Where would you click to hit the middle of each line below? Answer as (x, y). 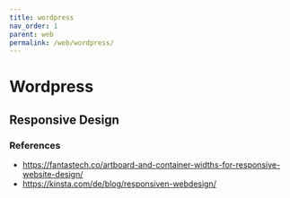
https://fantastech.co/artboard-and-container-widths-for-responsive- (151, 165)
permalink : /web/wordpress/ (62, 43)
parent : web (31, 34)
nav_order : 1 (34, 26)
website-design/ (53, 175)
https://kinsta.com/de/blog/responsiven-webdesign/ (119, 184)
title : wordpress (42, 17)
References (35, 145)
